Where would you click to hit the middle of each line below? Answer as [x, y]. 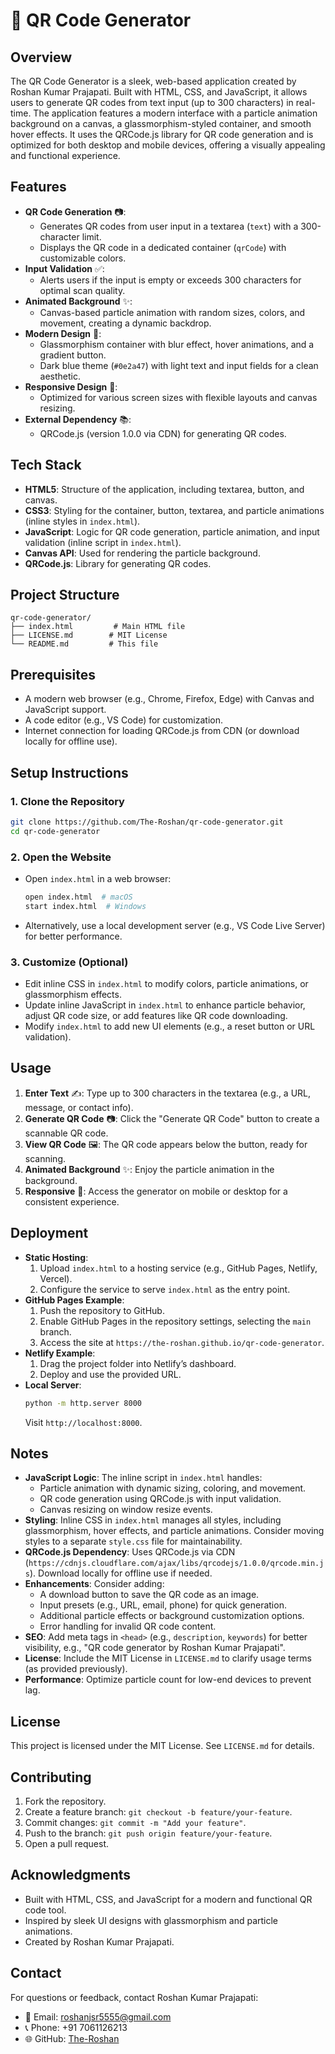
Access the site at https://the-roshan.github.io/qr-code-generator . [182, 1342]
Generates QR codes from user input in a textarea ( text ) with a [169, 226]
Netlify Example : [60, 1353]
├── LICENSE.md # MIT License [89, 635]
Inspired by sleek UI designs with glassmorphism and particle [151, 1920]
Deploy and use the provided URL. [110, 1374]
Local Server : [53, 1385]
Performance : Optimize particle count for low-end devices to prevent [168, 1680]
